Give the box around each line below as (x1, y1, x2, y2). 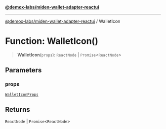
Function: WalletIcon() (5, 35, 99, 47)
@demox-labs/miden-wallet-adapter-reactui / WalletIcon (5, 18, 121, 24)
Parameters (5, 66, 42, 74)
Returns (5, 105, 31, 114)
